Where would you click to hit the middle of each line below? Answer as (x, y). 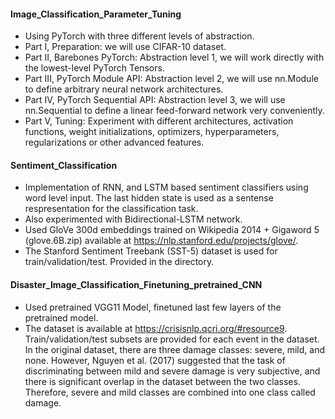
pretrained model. (61, 317)
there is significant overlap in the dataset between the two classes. (162, 381)
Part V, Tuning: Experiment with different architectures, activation (159, 121)
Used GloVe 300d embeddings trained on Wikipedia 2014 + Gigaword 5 (172, 230)
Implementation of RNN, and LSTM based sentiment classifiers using (166, 187)
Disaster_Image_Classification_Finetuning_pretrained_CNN (136, 284)
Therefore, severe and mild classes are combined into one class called (170, 392)
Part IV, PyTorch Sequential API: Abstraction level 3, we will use (155, 100)
